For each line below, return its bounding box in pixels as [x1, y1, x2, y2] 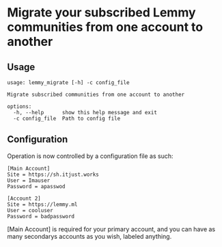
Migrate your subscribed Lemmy [7, 5, 196, 21]
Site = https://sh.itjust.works [7, 171, 99, 178]
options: [7, 103, 32, 110]
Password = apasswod [7, 183, 66, 190]
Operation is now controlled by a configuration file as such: [7, 152, 174, 160]
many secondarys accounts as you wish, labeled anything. [7, 232, 172, 240]
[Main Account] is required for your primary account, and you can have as [7, 224, 216, 233]
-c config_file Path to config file [13, 115, 121, 122]
